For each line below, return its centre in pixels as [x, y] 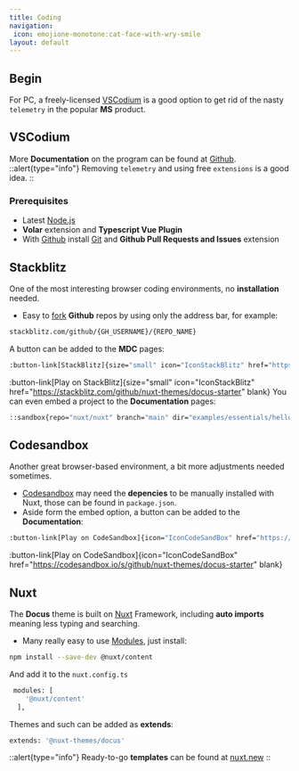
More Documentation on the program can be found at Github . [123, 159]
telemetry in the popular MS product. [77, 110]
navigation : [31, 26]
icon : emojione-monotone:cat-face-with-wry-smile [107, 34]
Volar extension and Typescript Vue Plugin [102, 230]
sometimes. [31, 476]
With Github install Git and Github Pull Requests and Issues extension [151, 239]
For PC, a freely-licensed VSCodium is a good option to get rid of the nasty [147, 100]
